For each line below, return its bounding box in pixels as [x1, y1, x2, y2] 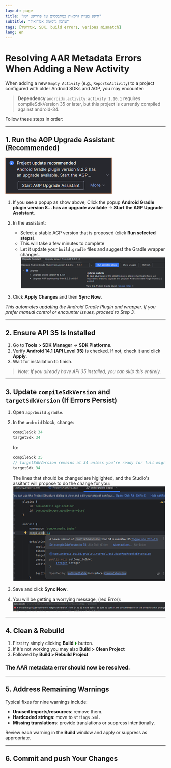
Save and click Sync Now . [12, 586, 68, 592]
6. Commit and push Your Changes [5, 754, 118, 763]
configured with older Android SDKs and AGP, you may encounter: [5, 86, 145, 92]
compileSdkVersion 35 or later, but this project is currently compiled [17, 101, 161, 107]
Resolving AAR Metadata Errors [5, 53, 142, 64]
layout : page [5, 8, 33, 13]
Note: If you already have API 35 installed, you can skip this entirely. [17, 368, 161, 375]
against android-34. [17, 106, 60, 112]
